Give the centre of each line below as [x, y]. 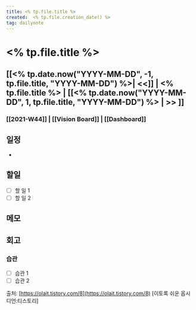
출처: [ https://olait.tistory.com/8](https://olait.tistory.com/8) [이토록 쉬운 [93, 293]
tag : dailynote [25, 23]
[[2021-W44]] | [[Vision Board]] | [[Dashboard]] [76, 119]
